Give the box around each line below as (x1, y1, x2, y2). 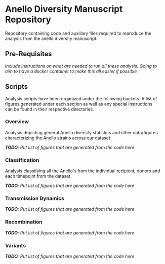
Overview (5, 118, 29, 125)
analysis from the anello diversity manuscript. (5, 36, 98, 41)
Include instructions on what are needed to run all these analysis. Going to (5, 63, 157, 69)
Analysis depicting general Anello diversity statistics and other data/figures (5, 129, 158, 135)
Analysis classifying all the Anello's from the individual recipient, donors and (5, 168, 161, 174)
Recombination (5, 219, 42, 226)
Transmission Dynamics (5, 195, 64, 202)
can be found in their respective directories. (5, 106, 94, 112)
